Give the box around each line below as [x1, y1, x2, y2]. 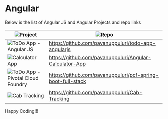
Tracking [49, 95, 70, 102]
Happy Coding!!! [5, 108, 39, 114]
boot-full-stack [49, 78, 86, 85]
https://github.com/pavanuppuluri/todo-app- [49, 39, 156, 46]
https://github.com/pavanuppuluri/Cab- [49, 89, 143, 96]
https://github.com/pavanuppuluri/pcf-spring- [49, 71, 159, 78]
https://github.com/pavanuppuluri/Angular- [49, 54, 151, 61]
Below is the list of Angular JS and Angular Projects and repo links [5, 19, 141, 25]
